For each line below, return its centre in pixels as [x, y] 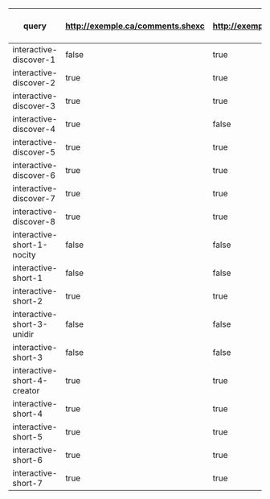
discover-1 [34, 60]
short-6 [27, 460]
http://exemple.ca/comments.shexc [135, 26]
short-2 [27, 301]
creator [26, 391]
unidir [23, 334]
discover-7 [34, 198]
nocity [24, 255]
